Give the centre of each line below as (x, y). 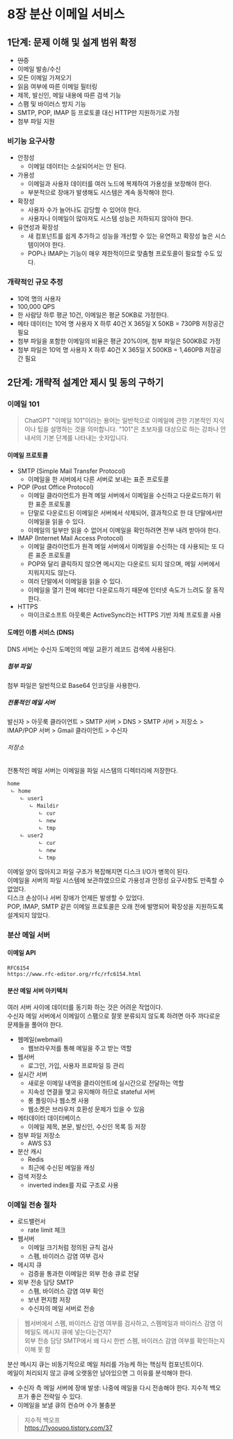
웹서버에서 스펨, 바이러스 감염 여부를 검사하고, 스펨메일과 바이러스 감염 (120, 1323)
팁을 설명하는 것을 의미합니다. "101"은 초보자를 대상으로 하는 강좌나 (128, 429)
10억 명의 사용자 (39, 299)
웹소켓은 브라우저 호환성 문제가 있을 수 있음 (86, 1109)
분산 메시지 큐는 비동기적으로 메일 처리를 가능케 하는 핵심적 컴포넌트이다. (105, 1364)
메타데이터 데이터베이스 (49, 1118)
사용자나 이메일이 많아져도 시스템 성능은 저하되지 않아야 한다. (110, 219)
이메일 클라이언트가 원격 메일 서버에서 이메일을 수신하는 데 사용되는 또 (122, 547)
